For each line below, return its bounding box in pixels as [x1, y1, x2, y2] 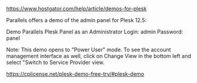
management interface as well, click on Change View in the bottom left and [6, 53, 192, 59]
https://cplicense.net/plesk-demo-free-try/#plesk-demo [6, 70, 145, 77]
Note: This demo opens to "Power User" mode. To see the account [6, 46, 171, 53]
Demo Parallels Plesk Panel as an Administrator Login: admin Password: [6, 28, 184, 35]
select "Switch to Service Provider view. [6, 59, 105, 66]
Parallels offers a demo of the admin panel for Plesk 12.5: [6, 17, 147, 23]
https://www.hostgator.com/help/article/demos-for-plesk [6, 5, 147, 12]
